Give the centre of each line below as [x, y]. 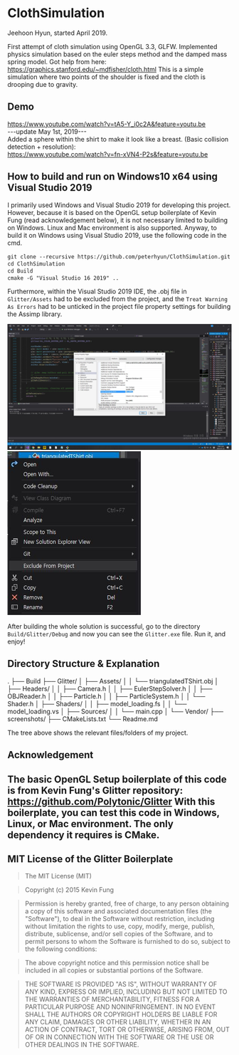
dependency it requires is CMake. [84, 835]
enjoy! [16, 641]
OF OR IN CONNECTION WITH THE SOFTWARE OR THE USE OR [119, 1037]
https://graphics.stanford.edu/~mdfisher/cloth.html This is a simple [106, 69]
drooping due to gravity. [43, 84]
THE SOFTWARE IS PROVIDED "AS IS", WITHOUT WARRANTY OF [121, 985]
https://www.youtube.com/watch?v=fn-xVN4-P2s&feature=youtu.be [108, 154]
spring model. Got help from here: [57, 61]
